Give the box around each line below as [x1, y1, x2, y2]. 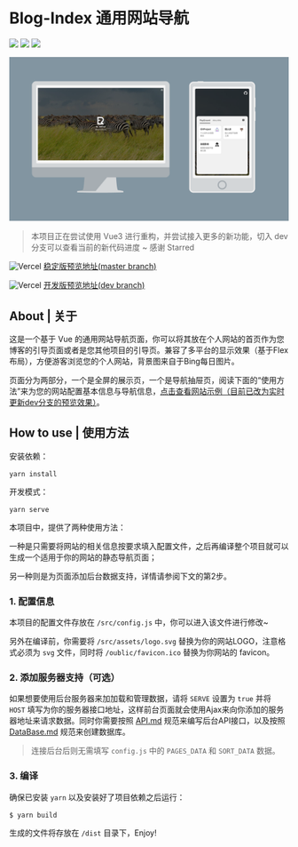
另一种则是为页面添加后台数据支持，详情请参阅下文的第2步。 [9, 571, 232, 581]
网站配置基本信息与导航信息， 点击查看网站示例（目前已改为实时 [51, 386, 286, 396]
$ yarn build [9, 811, 58, 819]
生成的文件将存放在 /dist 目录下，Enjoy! [9, 827, 157, 838]
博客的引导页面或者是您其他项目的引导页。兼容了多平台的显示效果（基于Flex [9, 345, 289, 356]
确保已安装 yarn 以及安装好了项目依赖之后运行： [9, 792, 185, 803]
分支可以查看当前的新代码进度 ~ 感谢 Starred [30, 242, 195, 253]
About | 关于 [9, 308, 78, 324]
